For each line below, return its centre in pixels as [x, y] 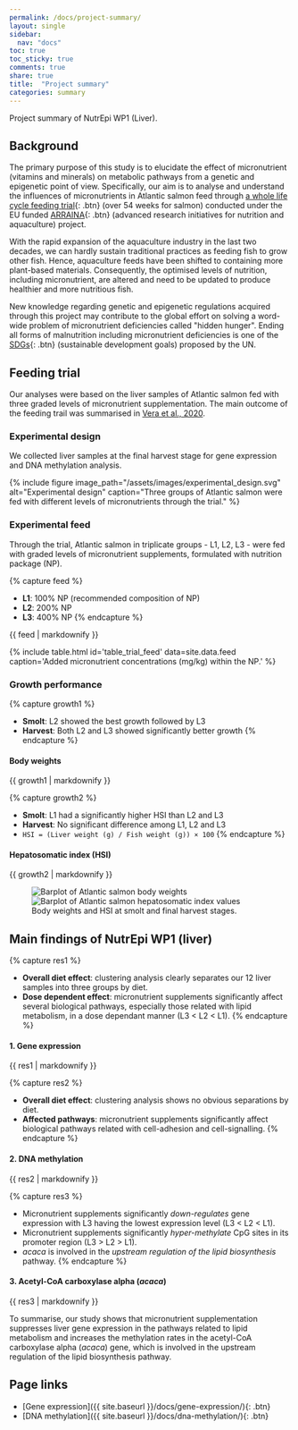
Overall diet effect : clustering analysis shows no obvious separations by [155, 1100]
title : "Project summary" [59, 84]
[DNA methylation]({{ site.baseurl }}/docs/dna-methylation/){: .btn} [145, 1416]
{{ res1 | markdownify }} [53, 1066]
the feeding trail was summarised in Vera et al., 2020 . [107, 413]
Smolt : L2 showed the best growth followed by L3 [114, 722]
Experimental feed [50, 525]
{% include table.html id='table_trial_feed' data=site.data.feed [123, 652]
